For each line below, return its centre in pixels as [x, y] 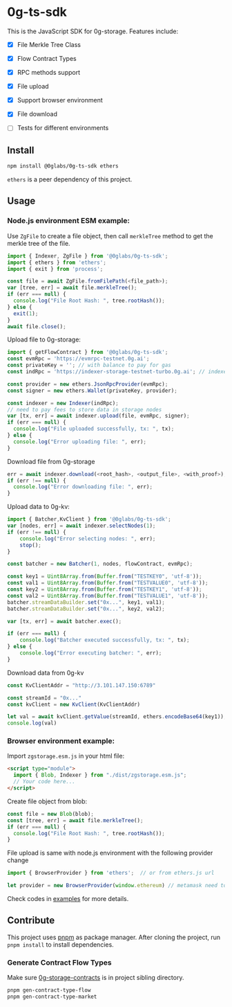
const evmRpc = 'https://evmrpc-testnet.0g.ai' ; [78, 359]
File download [37, 114]
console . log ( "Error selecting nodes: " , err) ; [88, 538]
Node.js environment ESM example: [68, 221]
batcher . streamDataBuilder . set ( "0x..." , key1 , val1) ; [86, 602]
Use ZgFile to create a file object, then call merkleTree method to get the [110, 235]
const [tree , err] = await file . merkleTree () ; [75, 820]
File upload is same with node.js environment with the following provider [110, 853]
